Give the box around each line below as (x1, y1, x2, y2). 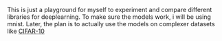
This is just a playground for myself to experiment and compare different (7, 6, 212, 13)
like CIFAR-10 (7, 27, 45, 35)
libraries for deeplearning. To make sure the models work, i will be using (7, 13, 212, 21)
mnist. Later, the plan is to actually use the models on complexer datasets (7, 20, 215, 28)
